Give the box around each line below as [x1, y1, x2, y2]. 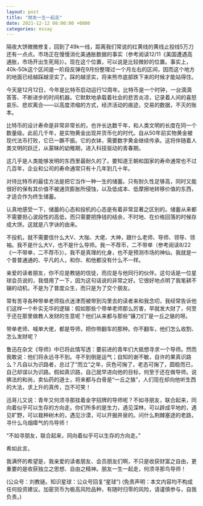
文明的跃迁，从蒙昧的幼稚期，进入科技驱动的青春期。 [11, 145, 144, 152]
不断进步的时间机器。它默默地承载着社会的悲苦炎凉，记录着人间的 [22, 94, 186, 101]
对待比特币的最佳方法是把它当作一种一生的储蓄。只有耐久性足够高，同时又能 [6, 178, 197, 185]
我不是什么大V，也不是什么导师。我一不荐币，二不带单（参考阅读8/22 [16, 241, 192, 249]
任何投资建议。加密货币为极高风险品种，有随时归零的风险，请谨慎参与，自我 [6, 485, 197, 493]
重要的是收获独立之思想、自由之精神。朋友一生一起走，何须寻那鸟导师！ [6, 465, 186, 473]
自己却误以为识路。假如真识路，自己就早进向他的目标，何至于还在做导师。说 [6, 369, 197, 376]
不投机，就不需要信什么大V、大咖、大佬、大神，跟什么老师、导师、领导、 [6, 234, 190, 241]
